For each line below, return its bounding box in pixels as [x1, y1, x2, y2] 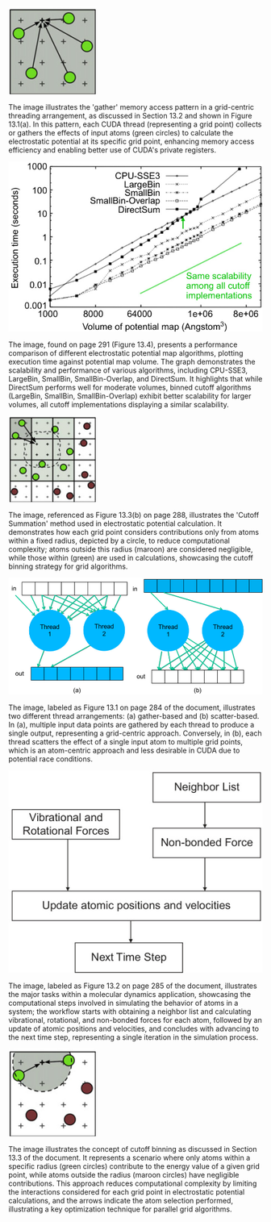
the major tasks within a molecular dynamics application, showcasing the [8, 990, 252, 999]
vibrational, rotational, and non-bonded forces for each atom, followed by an [8, 1016, 262, 1025]
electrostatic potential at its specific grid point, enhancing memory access [8, 136, 255, 146]
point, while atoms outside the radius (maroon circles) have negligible [8, 1170, 240, 1180]
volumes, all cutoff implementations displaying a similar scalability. [8, 400, 230, 410]
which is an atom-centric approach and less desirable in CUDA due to [8, 745, 240, 756]
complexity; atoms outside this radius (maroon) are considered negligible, [8, 544, 253, 554]
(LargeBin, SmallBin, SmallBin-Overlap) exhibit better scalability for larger [8, 391, 252, 401]
